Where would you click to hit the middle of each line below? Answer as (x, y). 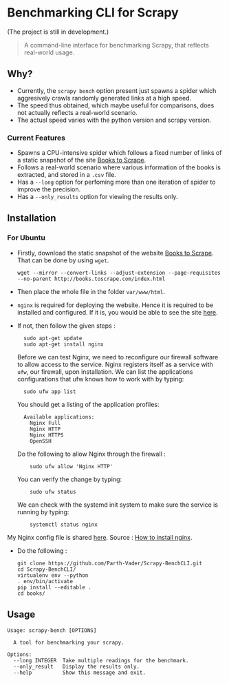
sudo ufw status (53, 492)
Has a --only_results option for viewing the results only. (97, 197)
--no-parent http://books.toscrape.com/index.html (91, 279)
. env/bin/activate (45, 581)
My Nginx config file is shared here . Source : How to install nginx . (100, 537)
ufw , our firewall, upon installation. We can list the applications (105, 371)
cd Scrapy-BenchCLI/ (46, 569)
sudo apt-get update (53, 338)
